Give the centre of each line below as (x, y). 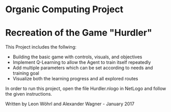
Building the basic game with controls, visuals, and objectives (77, 57)
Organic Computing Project (64, 9)
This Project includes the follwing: (41, 47)
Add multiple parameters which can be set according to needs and (83, 68)
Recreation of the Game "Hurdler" (79, 33)
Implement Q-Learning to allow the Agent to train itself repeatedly (82, 62)
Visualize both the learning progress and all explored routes (75, 79)
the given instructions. (29, 94)
